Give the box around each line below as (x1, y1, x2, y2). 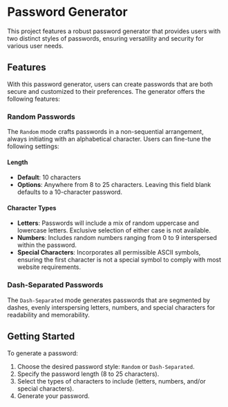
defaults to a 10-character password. (17, 188, 123, 197)
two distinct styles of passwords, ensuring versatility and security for (7, 34, 204, 42)
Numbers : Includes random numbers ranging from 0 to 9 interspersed (17, 234, 218, 242)
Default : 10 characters (17, 173, 82, 181)
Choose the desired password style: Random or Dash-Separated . (17, 362, 195, 370)
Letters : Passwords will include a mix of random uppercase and (17, 219, 199, 228)
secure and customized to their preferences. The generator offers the (7, 87, 205, 95)
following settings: (7, 142, 60, 150)
